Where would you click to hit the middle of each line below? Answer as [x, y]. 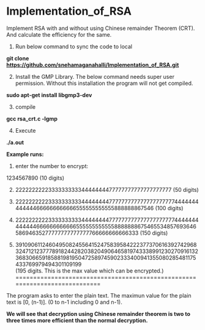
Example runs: [25, 154]
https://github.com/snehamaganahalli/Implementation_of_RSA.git [93, 65]
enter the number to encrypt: [52, 166]
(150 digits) [154, 233]
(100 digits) [169, 208]
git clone [18, 58]
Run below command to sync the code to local [74, 46]
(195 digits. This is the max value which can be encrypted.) [89, 271]
